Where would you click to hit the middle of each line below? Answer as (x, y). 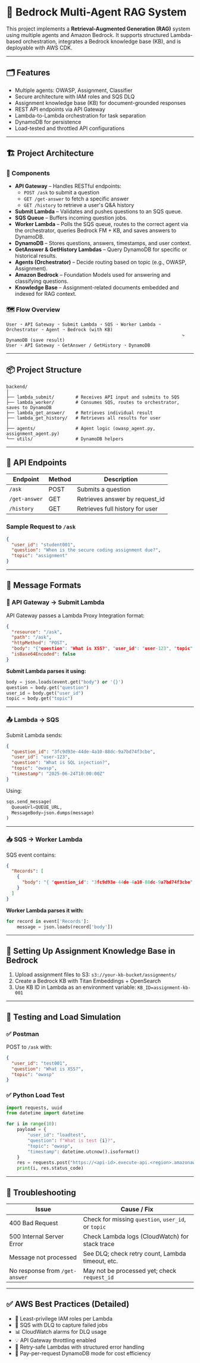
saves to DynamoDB (29, 407)
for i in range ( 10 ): (32, 1124)
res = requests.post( (43, 1163)
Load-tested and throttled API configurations (70, 128)
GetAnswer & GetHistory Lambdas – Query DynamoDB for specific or (101, 249)
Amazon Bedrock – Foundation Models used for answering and (93, 275)
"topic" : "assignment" (40, 556)
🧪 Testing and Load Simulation (63, 1017)
